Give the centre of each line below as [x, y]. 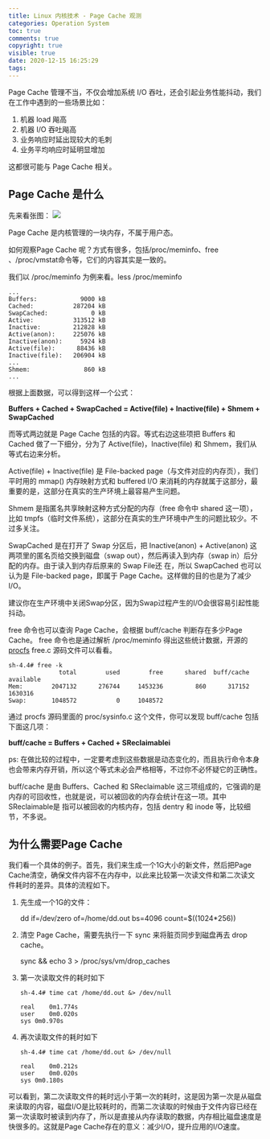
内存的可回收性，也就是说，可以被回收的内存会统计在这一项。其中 [117, 796]
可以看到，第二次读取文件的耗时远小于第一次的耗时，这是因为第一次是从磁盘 [135, 1096]
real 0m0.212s [49, 1067]
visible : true [32, 53]
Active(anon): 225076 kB [57, 334]
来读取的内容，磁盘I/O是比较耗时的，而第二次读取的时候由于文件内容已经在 [133, 1107]
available [25, 679]
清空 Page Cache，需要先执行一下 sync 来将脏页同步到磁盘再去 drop [133, 935]
